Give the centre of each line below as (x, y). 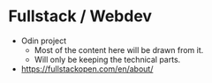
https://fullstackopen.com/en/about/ (87, 69)
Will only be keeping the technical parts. (107, 59)
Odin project (44, 41)
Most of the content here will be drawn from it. (119, 49)
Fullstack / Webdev (80, 16)
